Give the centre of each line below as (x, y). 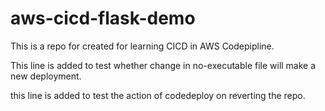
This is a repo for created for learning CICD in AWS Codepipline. (142, 46)
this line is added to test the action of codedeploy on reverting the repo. (158, 95)
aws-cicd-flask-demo (103, 18)
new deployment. (46, 76)
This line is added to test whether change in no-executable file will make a (163, 65)
